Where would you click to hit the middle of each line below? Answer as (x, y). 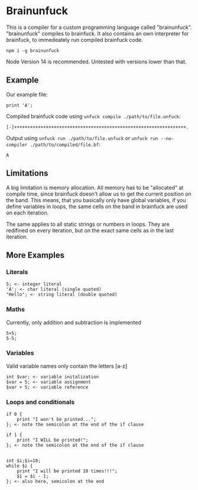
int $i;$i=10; (24, 461)
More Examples (35, 255)
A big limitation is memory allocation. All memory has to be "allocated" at (95, 187)
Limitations (27, 173)
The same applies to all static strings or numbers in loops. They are (88, 224)
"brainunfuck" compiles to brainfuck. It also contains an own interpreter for (98, 33)
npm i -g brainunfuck (33, 51)
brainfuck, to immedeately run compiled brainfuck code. (74, 40)
